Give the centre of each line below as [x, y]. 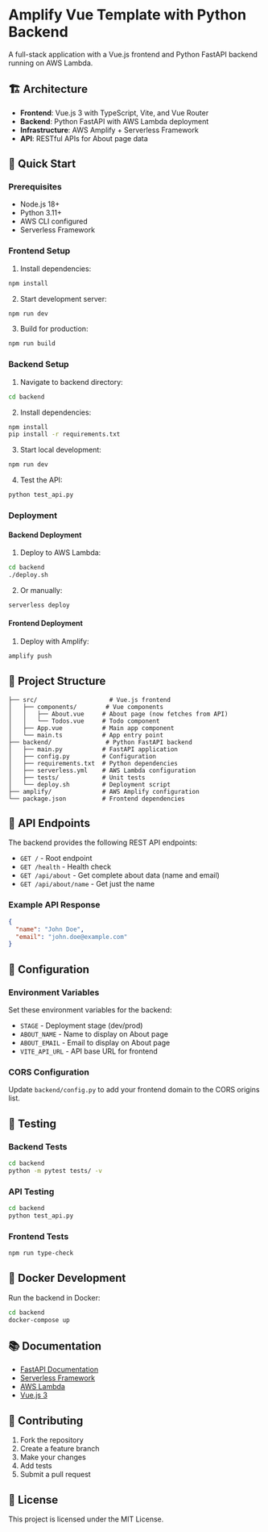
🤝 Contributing [46, 1420]
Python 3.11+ [41, 213]
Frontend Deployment [45, 624]
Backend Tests [38, 1146]
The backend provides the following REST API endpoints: [103, 843]
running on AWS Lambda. [51, 63]
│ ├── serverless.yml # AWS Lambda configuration [102, 770]
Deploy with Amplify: [54, 641]
